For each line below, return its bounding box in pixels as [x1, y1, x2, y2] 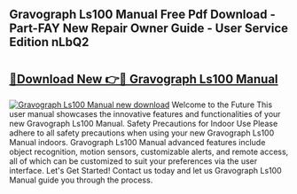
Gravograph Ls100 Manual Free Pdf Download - [9, 7, 277, 22]
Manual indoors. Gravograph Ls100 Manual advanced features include [9, 137, 266, 147]
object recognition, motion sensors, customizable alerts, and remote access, [9, 146, 289, 157]
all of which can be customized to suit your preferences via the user [9, 156, 258, 167]
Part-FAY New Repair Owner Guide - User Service [9, 21, 289, 36]
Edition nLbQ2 [9, 35, 90, 50]
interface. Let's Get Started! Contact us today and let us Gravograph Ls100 [9, 166, 282, 175]
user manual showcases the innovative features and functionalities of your [9, 109, 281, 119]
